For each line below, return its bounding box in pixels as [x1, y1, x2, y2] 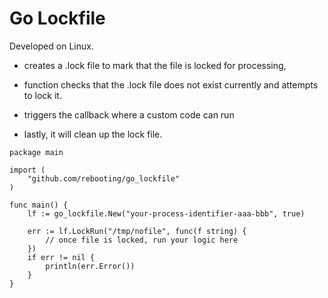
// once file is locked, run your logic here [45, 235, 239, 245]
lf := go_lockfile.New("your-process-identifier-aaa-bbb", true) [27, 208, 306, 219]
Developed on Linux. [9, 40, 94, 52]
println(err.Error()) [45, 261, 136, 271]
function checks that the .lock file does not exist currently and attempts [23, 78, 319, 91]
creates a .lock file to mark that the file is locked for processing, [23, 59, 287, 71]
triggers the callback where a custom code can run [23, 108, 235, 121]
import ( [9, 165, 46, 175]
